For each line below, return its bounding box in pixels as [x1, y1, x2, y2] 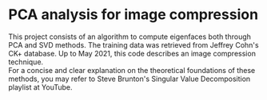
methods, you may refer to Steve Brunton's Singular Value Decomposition [8, 74, 251, 83]
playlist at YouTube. [8, 82, 74, 92]
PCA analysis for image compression [8, 6, 258, 24]
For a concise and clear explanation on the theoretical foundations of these [8, 65, 256, 75]
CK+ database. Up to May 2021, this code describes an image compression [8, 48, 256, 58]
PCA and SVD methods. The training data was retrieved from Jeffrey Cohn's [8, 40, 259, 49]
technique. [8, 57, 44, 67]
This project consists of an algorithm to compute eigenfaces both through [8, 32, 252, 41]
